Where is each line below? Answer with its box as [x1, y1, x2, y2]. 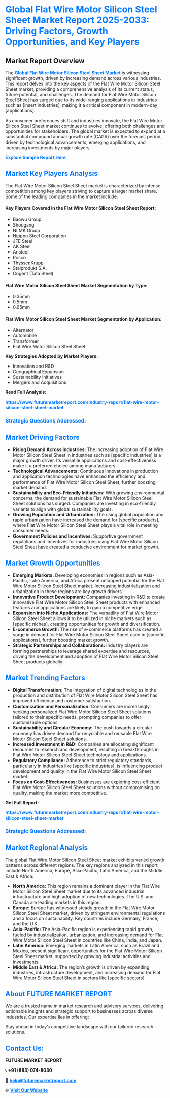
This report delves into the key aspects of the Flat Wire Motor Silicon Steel [5, 80, 161, 87]
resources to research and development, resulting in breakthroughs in [12, 746, 159, 752]
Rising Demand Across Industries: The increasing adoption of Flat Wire [12, 446, 164, 453]
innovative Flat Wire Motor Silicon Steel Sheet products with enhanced [12, 599, 160, 605]
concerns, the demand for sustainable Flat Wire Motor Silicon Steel [12, 495, 153, 501]
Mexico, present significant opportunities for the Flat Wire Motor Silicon [12, 948, 162, 954]
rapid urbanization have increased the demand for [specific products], [12, 517, 160, 523]
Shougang [12, 222, 35, 228]
